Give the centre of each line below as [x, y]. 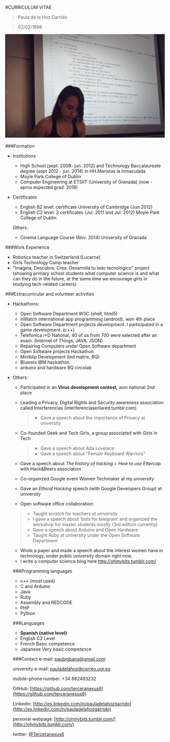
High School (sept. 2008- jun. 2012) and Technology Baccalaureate [90, 166]
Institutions [24, 156]
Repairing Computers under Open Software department [78, 346]
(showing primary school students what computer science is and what [86, 273]
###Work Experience [27, 247]
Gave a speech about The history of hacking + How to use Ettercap [90, 463]
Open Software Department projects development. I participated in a [92, 324]
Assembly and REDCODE [46, 602]
